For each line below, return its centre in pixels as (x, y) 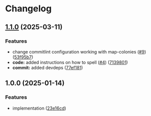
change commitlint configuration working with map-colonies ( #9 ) (79, 52)
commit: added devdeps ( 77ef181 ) (48, 67)
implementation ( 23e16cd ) (39, 108)
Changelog (28, 9)
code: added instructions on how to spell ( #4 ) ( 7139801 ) (70, 62)
